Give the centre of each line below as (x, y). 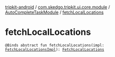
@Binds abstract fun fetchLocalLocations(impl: (55, 45)
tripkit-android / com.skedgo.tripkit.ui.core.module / (58, 7)
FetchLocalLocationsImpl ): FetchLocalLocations (55, 49)
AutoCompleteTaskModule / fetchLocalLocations (55, 12)
